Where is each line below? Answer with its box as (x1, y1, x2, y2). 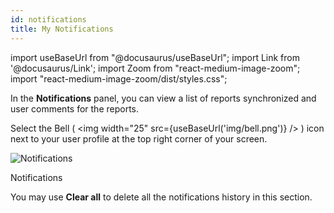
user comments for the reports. (10, 102, 140, 115)
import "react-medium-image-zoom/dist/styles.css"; (10, 72, 228, 85)
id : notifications (10, 14, 87, 25)
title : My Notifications (10, 24, 114, 34)
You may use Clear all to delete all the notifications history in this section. (10, 191, 313, 203)
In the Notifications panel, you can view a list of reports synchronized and (10, 92, 317, 104)
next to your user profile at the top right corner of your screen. (10, 132, 268, 145)
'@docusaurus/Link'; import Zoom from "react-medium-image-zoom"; (10, 62, 301, 74)
